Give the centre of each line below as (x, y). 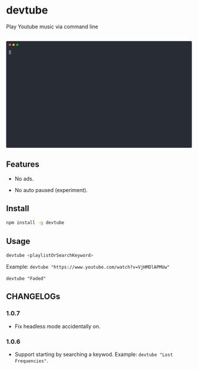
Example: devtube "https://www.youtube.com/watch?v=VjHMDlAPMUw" (88, 267)
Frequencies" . (31, 361)
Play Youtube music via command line (52, 27)
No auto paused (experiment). (51, 190)
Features (23, 165)
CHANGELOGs (33, 297)
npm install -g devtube (35, 223)
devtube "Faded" (26, 279)
